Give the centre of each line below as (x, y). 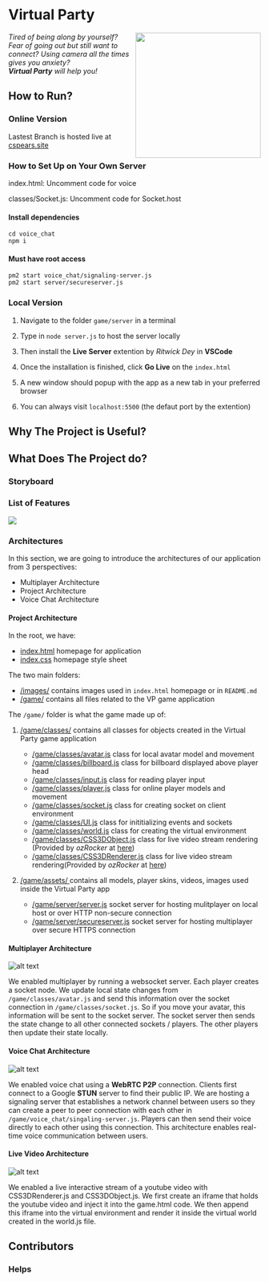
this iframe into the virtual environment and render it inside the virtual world (133, 1212)
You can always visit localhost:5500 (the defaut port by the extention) (135, 406)
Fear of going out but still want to (63, 45)
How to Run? (41, 97)
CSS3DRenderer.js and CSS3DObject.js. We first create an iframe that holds (133, 1195)
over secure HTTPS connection (84, 930)
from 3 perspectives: (43, 566)
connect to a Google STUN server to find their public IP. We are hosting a (129, 1093)
